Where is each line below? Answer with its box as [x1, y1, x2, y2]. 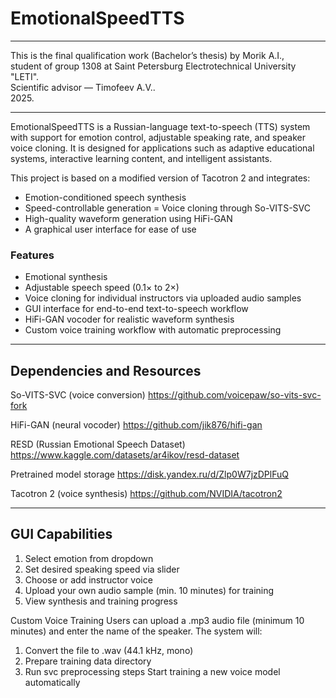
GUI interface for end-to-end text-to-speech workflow [24, 303, 249, 315]
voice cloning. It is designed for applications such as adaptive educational [10, 142, 315, 154]
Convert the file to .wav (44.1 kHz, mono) [24, 644, 194, 656]
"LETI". [10, 70, 40, 82]
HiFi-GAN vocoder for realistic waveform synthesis [24, 313, 235, 326]
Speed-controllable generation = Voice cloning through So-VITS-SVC [24, 202, 311, 214]
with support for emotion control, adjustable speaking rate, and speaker [10, 131, 306, 143]
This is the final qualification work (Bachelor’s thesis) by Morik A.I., [10, 49, 285, 61]
